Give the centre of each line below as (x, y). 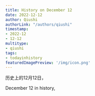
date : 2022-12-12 (24, 15)
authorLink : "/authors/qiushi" (39, 24)
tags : (11, 53)
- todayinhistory (24, 58)
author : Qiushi (22, 20)
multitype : (17, 44)
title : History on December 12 (39, 10)
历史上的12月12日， (26, 78)
